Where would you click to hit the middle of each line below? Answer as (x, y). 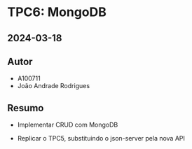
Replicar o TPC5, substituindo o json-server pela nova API (101, 139)
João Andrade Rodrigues (53, 86)
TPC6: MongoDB (57, 12)
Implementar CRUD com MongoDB (68, 125)
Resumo (26, 108)
